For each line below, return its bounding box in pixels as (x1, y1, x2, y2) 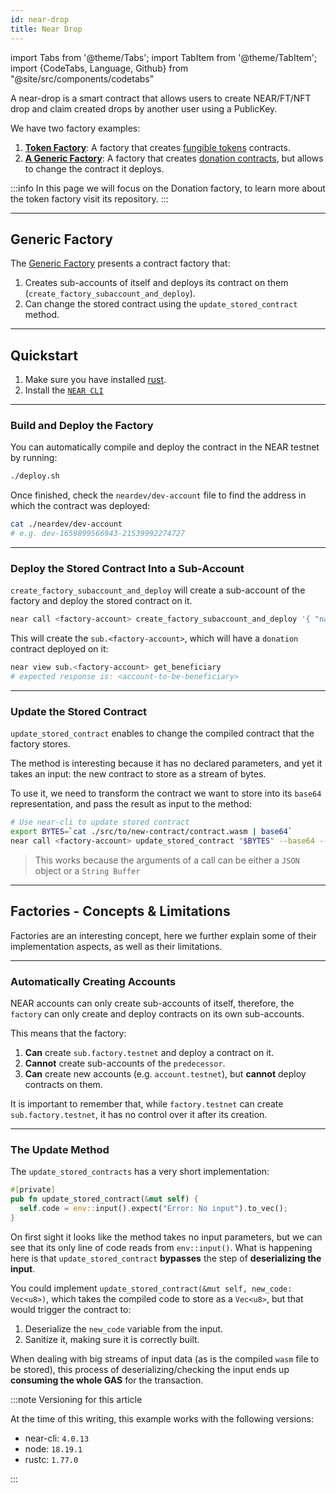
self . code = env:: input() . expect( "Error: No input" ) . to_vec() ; (19, 1204, 288, 1214)
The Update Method (10, 1142, 110, 1156)
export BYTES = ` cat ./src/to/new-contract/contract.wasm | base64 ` (10, 827, 293, 837)
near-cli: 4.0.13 (24, 1432, 90, 1444)
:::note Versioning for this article (10, 1393, 143, 1405)
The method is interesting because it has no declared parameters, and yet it (10, 757, 323, 770)
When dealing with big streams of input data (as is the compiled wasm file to (10, 1352, 320, 1365)
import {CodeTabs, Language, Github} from (10, 62, 189, 74)
